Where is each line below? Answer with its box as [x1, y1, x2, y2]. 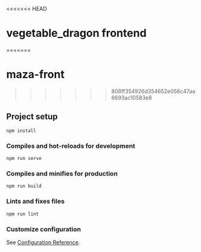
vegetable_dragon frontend [6, 27, 147, 40]
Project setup [6, 111, 59, 122]
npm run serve [6, 155, 42, 161]
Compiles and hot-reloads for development [6, 142, 136, 150]
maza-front [6, 68, 65, 81]
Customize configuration [6, 225, 81, 233]
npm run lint [6, 211, 39, 217]
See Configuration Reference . [6, 239, 80, 246]
